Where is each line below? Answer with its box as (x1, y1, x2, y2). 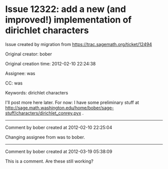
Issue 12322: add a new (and (5, 3, 126, 15)
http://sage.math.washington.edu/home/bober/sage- (5, 104, 114, 110)
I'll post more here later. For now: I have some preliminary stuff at (5, 99, 139, 105)
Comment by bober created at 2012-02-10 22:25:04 (5, 124, 112, 130)
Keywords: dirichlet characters (5, 89, 68, 95)
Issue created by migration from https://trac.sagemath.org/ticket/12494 (5, 41, 152, 47)
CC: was (5, 80, 23, 86)
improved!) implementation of (5, 14, 132, 25)
